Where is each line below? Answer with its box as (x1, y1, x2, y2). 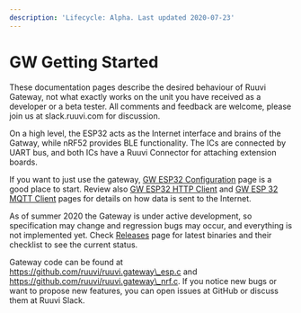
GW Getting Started (9, 51, 159, 72)
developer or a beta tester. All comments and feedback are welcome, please (9, 101, 292, 112)
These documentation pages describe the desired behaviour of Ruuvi (9, 82, 267, 93)
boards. (9, 156, 38, 167)
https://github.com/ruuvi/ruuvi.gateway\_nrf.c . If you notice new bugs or (9, 275, 277, 286)
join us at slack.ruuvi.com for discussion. (9, 110, 161, 121)
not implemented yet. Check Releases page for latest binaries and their (9, 229, 272, 240)
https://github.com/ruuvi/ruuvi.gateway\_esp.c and (9, 266, 198, 277)
